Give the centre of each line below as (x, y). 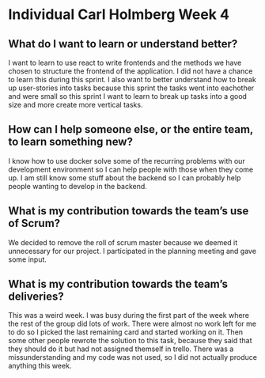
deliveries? (36, 297)
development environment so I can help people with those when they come (131, 169)
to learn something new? (70, 142)
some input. (28, 259)
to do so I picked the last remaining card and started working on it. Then (126, 332)
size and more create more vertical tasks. (76, 105)
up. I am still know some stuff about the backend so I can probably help (125, 178)
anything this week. (40, 366)
